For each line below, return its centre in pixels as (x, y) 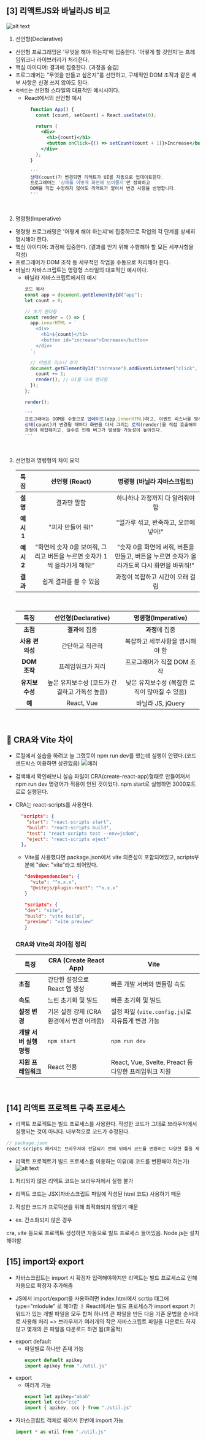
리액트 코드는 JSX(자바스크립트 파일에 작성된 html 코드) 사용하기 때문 (98, 1193)
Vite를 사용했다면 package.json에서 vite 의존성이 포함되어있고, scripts (109, 857)
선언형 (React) (71, 482)
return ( (47, 126)
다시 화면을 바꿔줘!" (168, 566)
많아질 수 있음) (167, 692)
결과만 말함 (71, 503)
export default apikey (53, 1360)
